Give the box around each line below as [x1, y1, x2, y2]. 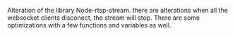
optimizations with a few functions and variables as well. [7, 21, 171, 29]
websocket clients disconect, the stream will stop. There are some [7, 13, 200, 22]
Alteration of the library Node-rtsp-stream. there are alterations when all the [7, 6, 228, 14]
